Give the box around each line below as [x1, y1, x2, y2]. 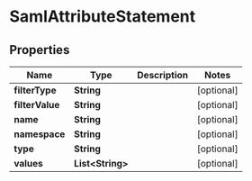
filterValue [13, 99, 60, 111]
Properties [9, 42, 70, 58]
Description [137, 69, 189, 81]
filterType [13, 84, 57, 96]
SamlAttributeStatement [9, 6, 196, 27]
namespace [13, 128, 66, 140]
